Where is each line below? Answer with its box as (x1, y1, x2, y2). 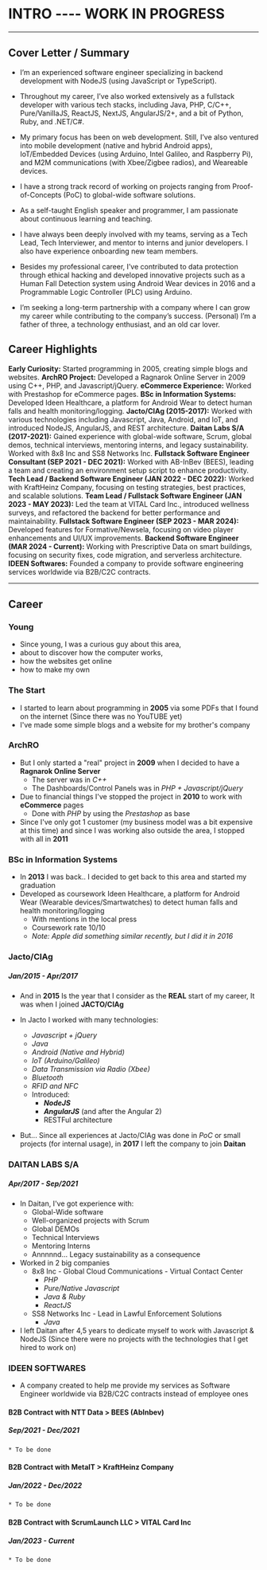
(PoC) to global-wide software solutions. (63, 190, 196, 199)
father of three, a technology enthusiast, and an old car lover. (19, 320, 221, 329)
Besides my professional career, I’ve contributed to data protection (19, 261, 238, 271)
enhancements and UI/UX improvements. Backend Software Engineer (8, 533, 239, 543)
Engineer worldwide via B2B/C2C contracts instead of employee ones (19, 1389, 249, 1399)
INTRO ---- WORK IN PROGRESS (8, 5, 225, 23)
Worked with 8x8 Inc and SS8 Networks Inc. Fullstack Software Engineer (8, 448, 250, 458)
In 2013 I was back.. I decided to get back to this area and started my (19, 872, 247, 881)
